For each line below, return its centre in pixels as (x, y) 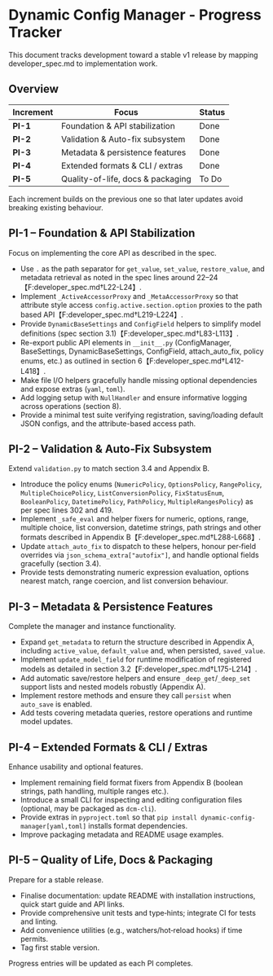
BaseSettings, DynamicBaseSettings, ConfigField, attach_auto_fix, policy (142, 351)
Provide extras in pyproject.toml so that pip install (109, 817)
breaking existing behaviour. (56, 207)
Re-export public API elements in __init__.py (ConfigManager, (126, 342)
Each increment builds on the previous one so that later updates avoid (126, 199)
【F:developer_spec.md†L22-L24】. (81, 287)
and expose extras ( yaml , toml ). (73, 389)
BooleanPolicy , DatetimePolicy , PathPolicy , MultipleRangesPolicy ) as (137, 502)
